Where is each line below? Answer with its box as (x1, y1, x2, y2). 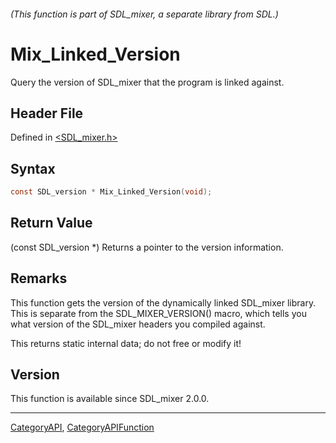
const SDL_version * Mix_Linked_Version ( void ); (10, 187, 213, 197)
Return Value (10, 215, 93, 232)
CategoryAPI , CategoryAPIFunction (10, 421, 155, 434)
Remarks (10, 270, 68, 287)
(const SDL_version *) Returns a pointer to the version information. (10, 241, 284, 253)
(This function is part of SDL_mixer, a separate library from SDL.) (10, 8, 279, 20)
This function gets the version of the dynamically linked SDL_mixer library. (10, 296, 317, 309)
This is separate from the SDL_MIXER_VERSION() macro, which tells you (10, 307, 307, 319)
